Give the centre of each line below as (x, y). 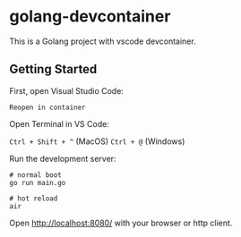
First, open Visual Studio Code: (66, 90)
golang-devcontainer (90, 17)
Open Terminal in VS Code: (59, 123)
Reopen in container (48, 107)
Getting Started (53, 69)
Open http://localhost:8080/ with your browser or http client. (121, 223)
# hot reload (34, 199)
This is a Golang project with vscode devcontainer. (103, 41)
